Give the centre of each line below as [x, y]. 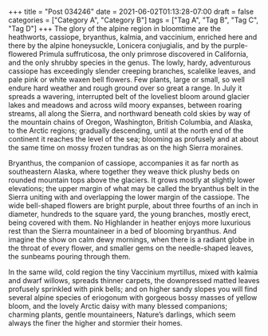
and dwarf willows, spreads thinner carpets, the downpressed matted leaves [134, 280]
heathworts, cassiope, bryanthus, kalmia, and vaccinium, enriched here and [133, 37]
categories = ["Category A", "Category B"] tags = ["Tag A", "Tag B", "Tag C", [134, 20]
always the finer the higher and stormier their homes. [96, 323]
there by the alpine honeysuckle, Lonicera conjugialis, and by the [115, 46]
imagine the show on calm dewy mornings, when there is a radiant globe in [132, 240]
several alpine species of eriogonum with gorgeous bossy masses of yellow [133, 298]
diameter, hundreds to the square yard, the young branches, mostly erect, [130, 214]
